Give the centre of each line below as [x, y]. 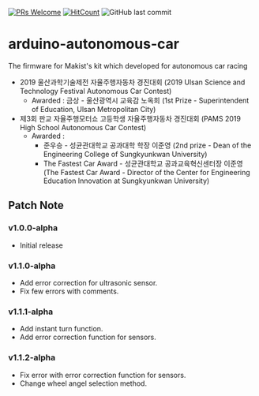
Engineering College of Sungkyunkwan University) [125, 154]
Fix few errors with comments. [69, 291]
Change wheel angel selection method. [83, 383]
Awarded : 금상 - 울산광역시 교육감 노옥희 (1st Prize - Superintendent [140, 100]
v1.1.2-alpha [32, 357]
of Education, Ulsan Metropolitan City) [94, 109]
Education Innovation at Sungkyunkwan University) [126, 181]
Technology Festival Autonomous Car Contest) [96, 91]
